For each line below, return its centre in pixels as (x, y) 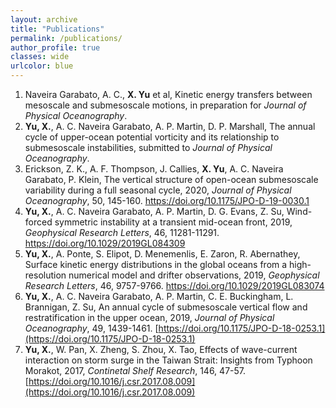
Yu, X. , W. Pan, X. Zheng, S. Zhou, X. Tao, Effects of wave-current (161, 349)
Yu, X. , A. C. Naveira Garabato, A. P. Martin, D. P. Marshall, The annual (170, 126)
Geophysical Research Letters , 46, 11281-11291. (122, 232)
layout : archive (44, 19)
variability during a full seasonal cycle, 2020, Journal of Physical (158, 190)
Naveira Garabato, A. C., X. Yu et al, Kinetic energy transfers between (168, 94)
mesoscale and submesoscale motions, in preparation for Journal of (165, 105)
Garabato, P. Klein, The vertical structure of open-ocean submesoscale (171, 179)
